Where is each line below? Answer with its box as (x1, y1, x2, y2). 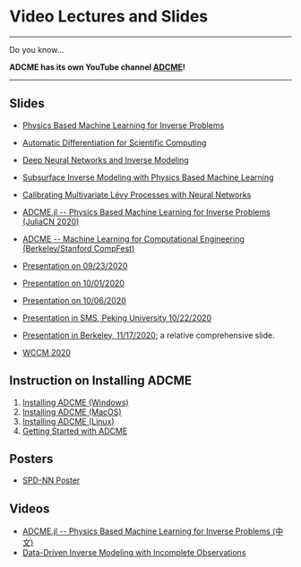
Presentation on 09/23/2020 (21, 260, 128, 271)
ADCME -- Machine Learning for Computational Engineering (21, 233, 245, 244)
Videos (9, 501, 50, 516)
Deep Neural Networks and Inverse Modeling (21, 154, 190, 165)
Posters (9, 451, 54, 467)
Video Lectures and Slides (9, 6, 209, 27)
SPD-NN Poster (21, 475, 81, 485)
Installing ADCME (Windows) (21, 397, 129, 408)
